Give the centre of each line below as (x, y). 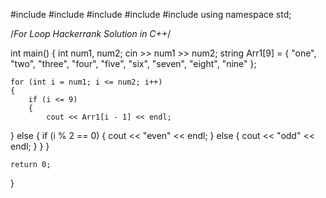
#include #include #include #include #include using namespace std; (151, 14)
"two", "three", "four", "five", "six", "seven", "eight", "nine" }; (133, 63)
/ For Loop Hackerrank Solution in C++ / (91, 33)
